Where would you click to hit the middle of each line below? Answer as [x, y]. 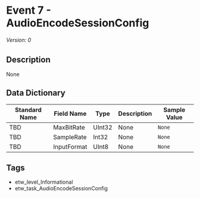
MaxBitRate [69, 127]
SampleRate [70, 137]
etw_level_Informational [44, 182]
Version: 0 [19, 40]
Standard [28, 110]
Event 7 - [29, 10]
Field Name [70, 113]
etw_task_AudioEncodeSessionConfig [61, 188]
